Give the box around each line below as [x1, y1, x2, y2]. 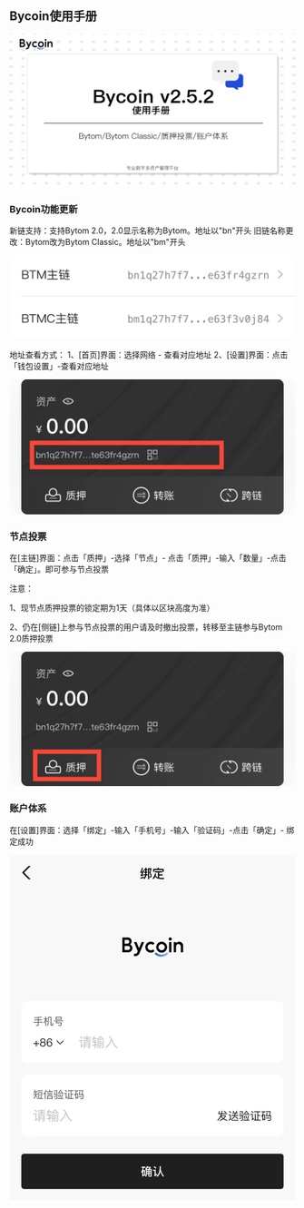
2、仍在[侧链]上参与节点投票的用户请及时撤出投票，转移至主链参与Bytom [9, 621, 283, 633]
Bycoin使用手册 [9, 8, 98, 25]
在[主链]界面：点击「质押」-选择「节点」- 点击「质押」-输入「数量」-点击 [9, 552, 287, 563]
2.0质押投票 [9, 633, 54, 643]
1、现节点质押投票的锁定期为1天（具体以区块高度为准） [9, 602, 215, 613]
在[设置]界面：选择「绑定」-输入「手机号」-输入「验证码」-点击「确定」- [9, 824, 284, 835]
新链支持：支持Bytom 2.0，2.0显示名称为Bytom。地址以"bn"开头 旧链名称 [9, 225, 286, 236]
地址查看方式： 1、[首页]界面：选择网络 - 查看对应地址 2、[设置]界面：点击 [9, 349, 289, 360]
